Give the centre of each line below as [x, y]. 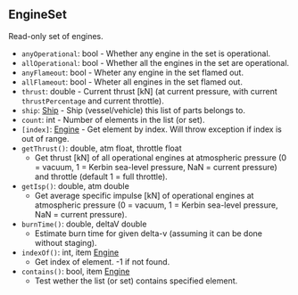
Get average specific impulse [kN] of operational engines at [144, 195]
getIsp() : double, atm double [75, 185]
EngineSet [38, 15]
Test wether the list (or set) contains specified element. [136, 281]
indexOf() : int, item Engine [70, 252]
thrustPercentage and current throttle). [92, 101]
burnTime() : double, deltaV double [84, 224]
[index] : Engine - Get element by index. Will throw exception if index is [151, 129]
